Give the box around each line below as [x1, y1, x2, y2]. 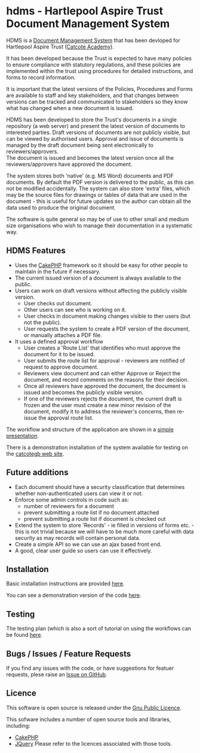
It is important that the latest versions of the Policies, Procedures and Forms [6, 85, 193, 92]
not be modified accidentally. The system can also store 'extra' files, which [6, 184, 190, 192]
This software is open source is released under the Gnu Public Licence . [6, 704, 182, 711]
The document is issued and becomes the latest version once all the [6, 154, 174, 161]
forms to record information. [6, 74, 76, 81]
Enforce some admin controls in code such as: [14, 496, 130, 503]
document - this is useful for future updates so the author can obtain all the [6, 198, 191, 205]
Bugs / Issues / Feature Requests [6, 648, 131, 659]
